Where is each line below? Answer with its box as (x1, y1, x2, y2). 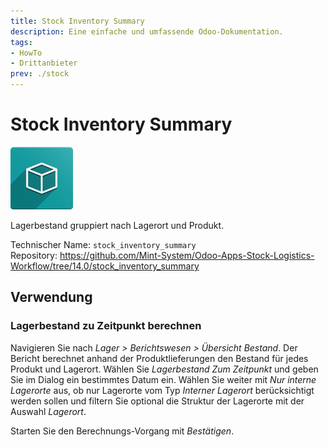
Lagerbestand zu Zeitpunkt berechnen (10, 319, 202, 333)
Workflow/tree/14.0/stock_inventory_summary (10, 260, 200, 272)
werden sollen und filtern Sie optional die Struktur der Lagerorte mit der (10, 395, 305, 407)
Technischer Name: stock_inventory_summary (10, 238, 197, 250)
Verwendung (10, 289, 93, 306)
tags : (10, 37, 33, 47)
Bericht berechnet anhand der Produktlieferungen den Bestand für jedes (10, 352, 309, 364)
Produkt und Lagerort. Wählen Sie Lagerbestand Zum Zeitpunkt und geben (10, 363, 319, 375)
